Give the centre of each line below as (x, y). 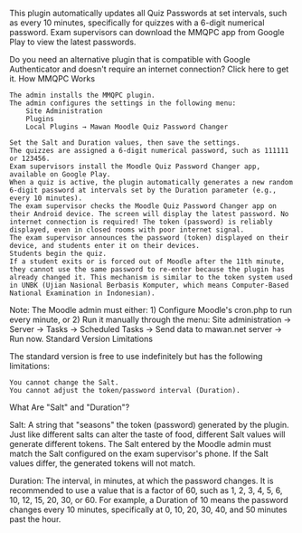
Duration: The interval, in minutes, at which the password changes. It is (142, 481)
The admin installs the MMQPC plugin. (82, 95)
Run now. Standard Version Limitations (81, 339)
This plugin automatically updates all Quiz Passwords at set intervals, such (148, 13)
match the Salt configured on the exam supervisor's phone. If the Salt (139, 453)
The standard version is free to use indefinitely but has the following (136, 356)
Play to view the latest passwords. (73, 42)
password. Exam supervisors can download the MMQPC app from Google (147, 32)
